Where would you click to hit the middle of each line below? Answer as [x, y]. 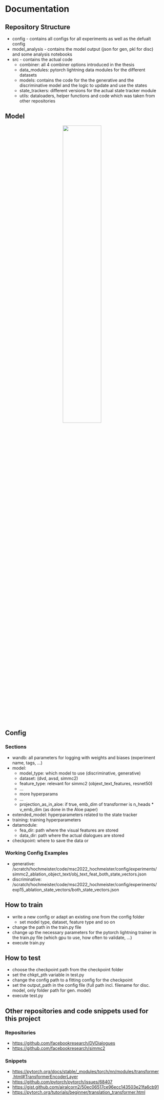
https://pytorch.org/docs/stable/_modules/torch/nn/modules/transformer [85, 1072]
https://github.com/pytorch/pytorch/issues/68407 [62, 1082]
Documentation [37, 9]
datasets [28, 75]
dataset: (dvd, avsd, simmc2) [49, 778]
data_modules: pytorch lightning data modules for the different [82, 70]
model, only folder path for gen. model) [51, 990]
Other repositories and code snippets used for [77, 1011]
